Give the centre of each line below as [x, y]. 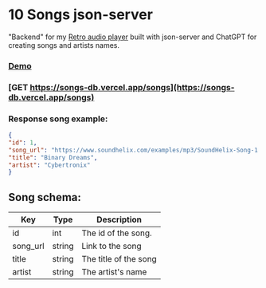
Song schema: [45, 197]
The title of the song [119, 259]
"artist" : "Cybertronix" [49, 165]
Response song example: [58, 119]
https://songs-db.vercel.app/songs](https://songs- [132, 87]
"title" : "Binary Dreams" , [53, 157]
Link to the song [111, 247]
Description [119, 219]
